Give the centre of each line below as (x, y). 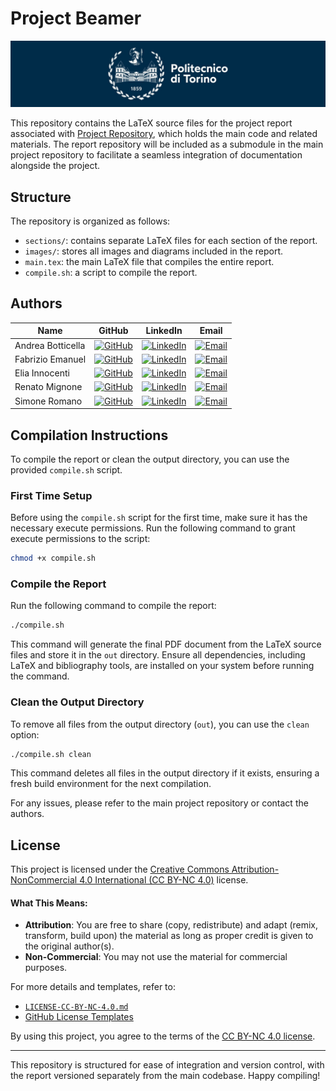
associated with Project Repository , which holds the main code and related (164, 134)
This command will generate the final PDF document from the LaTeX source (166, 644)
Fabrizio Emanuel (50, 359)
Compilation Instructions (89, 435)
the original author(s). (69, 946)
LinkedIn (164, 331)
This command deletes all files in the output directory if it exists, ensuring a (165, 773)
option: (25, 734)
